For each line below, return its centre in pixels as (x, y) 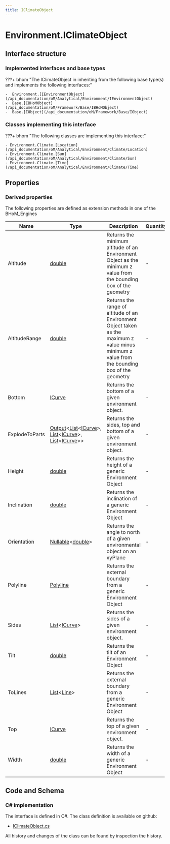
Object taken (122, 326)
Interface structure (36, 54)
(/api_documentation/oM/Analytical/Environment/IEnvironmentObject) (79, 99)
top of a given (123, 726)
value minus (121, 345)
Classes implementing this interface (51, 125)
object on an (121, 551)
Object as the (122, 260)
